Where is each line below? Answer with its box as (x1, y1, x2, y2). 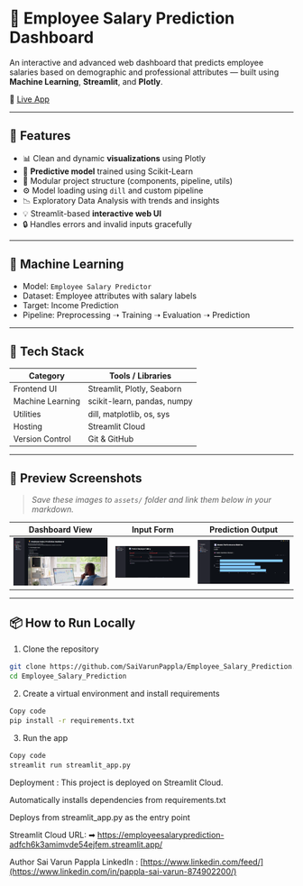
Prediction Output (209, 524, 278, 534)
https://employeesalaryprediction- (97, 829, 225, 840)
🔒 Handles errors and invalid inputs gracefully (22, 218, 192, 229)
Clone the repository (22, 644, 99, 654)
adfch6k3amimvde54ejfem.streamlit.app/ (9, 838, 163, 850)
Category (28, 370, 66, 381)
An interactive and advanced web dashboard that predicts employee (9, 57, 264, 68)
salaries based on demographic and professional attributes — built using (9, 67, 280, 78)
